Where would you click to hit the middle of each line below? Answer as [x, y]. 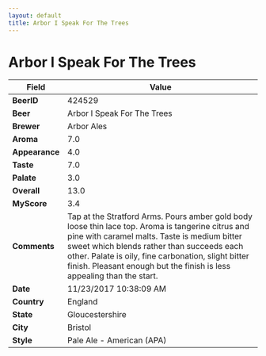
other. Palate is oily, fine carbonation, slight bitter [158, 256]
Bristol [79, 327]
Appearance [36, 152]
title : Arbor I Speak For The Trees [68, 23]
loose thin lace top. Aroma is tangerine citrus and [158, 227]
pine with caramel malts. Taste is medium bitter [155, 236]
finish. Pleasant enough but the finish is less [149, 266]
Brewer [26, 126]
